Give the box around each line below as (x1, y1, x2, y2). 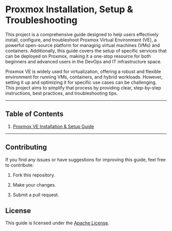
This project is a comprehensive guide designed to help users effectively (5, 31, 159, 37)
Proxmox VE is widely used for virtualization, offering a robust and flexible (5, 68, 161, 75)
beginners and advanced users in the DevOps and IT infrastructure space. (5, 58, 162, 64)
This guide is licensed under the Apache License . (5, 220, 110, 226)
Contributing (5, 143, 47, 152)
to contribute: (5, 162, 34, 168)
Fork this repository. (12, 172, 55, 178)
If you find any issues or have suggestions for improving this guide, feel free (5, 156, 166, 163)
